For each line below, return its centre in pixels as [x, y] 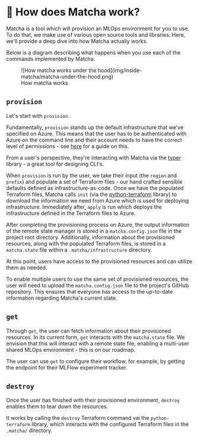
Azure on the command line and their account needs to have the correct [94, 140]
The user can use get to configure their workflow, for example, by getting [95, 361]
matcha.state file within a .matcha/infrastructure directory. [79, 250]
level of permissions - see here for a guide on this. [68, 146]
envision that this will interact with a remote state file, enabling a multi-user [98, 343]
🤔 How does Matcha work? [73, 12]
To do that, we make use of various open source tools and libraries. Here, [96, 34]
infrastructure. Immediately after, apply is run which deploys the [84, 207]
